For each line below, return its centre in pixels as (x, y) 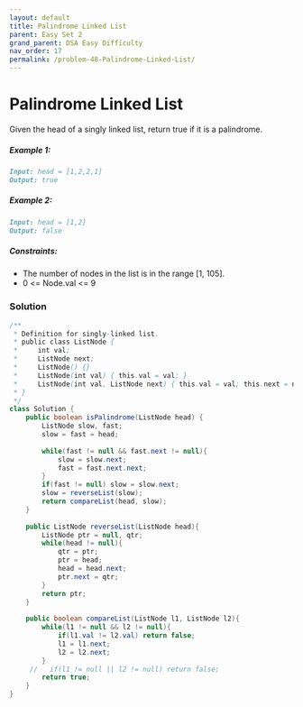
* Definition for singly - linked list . (86, 334)
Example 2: (31, 200)
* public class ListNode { (64, 342)
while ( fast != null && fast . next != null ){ (124, 451)
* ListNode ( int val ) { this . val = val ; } (100, 375)
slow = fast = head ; (80, 435)
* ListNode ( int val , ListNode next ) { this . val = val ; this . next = (151, 384)
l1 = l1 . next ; (84, 644)
